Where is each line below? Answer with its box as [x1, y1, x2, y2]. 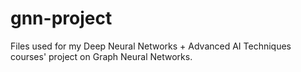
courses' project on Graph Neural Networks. [10, 50, 193, 62]
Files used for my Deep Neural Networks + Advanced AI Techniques [10, 40, 292, 52]
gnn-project [10, 7, 113, 30]
